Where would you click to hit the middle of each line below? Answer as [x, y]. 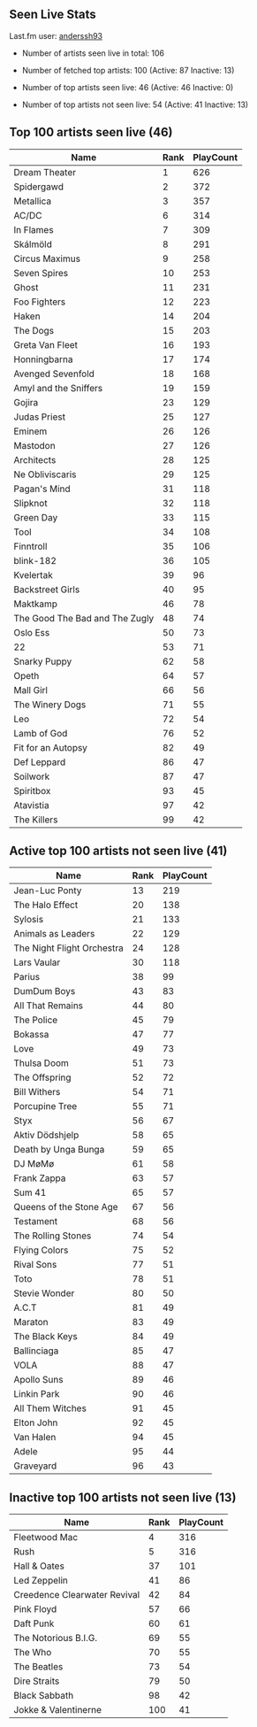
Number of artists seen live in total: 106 [93, 53]
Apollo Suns [38, 1380]
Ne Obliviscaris [45, 474]
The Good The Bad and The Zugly [84, 618]
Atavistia [32, 805]
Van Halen [35, 1438]
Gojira [26, 402]
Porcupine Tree [45, 1106]
